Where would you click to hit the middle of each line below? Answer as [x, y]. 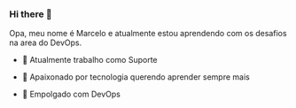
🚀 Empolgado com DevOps [71, 94]
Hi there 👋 [31, 14]
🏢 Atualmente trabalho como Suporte [90, 60]
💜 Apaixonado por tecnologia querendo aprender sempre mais [136, 77]
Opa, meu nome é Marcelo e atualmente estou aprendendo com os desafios [148, 34]
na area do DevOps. [46, 42]
